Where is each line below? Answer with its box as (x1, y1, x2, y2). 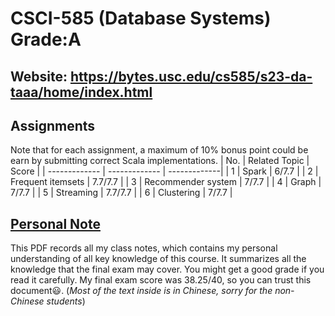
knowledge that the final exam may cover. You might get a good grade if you (10, 263, 325, 276)
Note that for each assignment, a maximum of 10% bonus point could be (10, 144, 309, 156)
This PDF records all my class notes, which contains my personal (10, 242, 278, 254)
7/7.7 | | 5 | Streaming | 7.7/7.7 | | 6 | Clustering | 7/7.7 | (10, 187, 233, 199)
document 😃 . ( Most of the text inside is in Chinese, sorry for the (10, 285, 273, 297)
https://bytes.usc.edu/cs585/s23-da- (69, 68, 313, 85)
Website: (10, 68, 68, 85)
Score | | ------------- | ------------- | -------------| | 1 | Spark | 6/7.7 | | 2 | (10, 165, 319, 177)
